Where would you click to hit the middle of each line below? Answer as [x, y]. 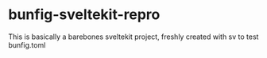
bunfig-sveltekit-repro [84, 15]
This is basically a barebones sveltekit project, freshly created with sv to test [133, 37]
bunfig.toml [27, 44]
